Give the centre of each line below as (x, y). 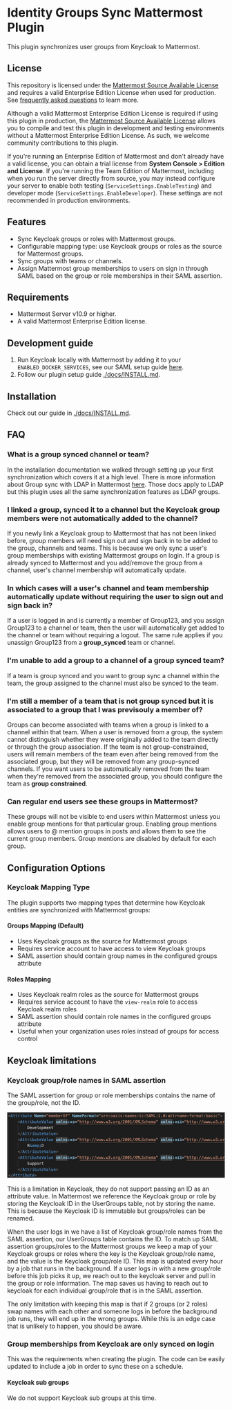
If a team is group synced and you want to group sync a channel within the (113, 675)
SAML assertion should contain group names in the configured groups (117, 956)
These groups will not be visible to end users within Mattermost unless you (114, 817)
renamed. (21, 1219)
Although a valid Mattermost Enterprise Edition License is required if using (113, 113)
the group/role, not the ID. (44, 1102)
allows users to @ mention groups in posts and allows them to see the (107, 831)
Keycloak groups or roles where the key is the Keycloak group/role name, (111, 1254)
